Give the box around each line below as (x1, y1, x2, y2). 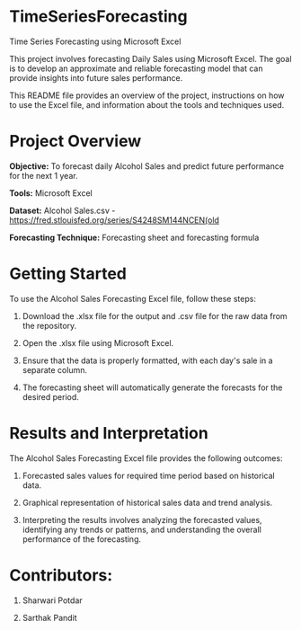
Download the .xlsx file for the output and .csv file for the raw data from (22, 310, 288, 321)
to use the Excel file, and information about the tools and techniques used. (9, 99, 285, 110)
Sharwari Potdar (22, 595, 83, 606)
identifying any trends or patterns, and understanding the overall (22, 524, 262, 535)
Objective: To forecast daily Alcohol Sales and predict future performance (9, 160, 285, 172)
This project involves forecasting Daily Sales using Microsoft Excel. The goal (9, 53, 292, 64)
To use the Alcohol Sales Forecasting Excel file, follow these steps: (9, 293, 256, 304)
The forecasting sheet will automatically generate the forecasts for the (22, 382, 283, 393)
